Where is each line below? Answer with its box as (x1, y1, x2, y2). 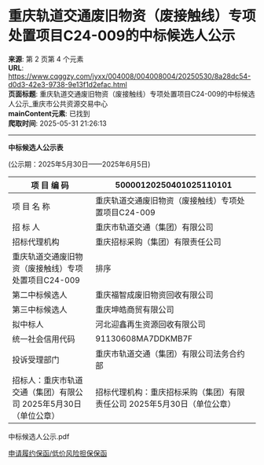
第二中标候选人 (12, 289, 68, 300)
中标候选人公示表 (8, 142, 64, 152)
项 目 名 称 (12, 201, 50, 212)
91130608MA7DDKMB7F (95, 333, 192, 344)
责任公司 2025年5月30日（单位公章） (95, 398, 236, 409)
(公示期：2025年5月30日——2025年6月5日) (8, 159, 151, 169)
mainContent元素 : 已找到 (8, 108, 90, 118)
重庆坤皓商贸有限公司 (95, 304, 174, 315)
